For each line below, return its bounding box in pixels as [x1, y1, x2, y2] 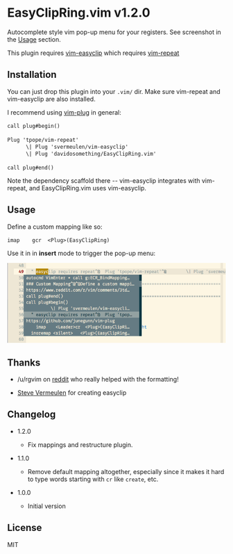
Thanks [7, 357, 41, 368]
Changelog [7, 409, 56, 421]
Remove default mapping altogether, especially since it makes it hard [27, 467, 225, 475]
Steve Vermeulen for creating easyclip [17, 388, 127, 397]
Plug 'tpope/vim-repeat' [7, 136, 79, 143]
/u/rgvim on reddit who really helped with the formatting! [17, 375, 179, 383]
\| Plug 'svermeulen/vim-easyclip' [25, 143, 129, 150]
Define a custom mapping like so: [7, 222, 103, 231]
